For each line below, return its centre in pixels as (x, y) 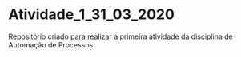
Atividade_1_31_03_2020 (91, 15)
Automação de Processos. (52, 44)
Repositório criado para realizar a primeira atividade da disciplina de (121, 36)
